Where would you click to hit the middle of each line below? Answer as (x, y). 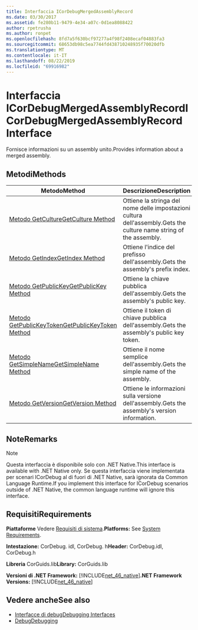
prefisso (134, 255)
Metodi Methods (36, 174)
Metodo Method (63, 191)
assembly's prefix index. (156, 269)
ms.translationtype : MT (35, 50)
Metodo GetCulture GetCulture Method (62, 219)
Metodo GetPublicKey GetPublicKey (58, 286)
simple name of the (149, 372)
